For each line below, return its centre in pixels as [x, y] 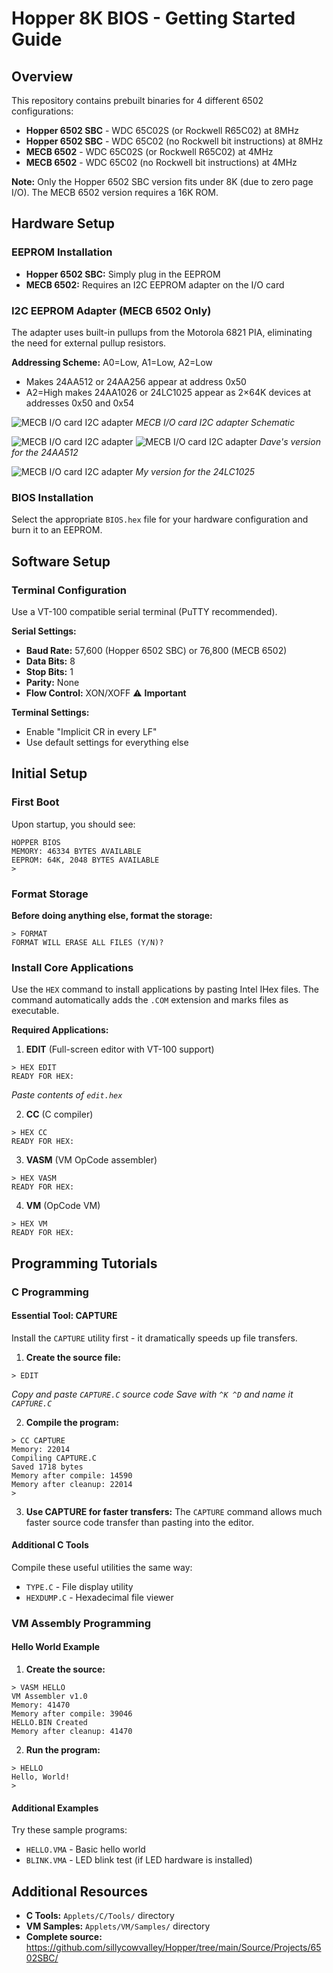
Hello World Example [56, 1647]
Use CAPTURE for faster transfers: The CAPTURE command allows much [174, 1511]
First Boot [35, 802]
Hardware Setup [63, 223]
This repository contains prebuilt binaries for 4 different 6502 [137, 100]
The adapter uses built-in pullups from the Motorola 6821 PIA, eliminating [162, 332]
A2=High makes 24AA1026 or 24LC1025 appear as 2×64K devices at [168, 392]
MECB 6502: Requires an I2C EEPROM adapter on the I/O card [155, 284]
